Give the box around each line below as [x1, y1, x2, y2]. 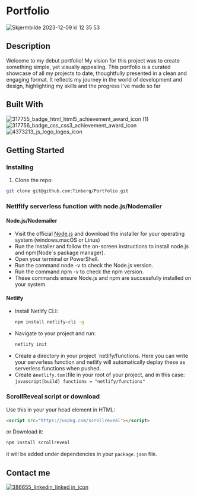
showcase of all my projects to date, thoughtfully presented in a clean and [6, 70, 187, 77]
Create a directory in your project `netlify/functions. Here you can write [14, 352, 189, 360]
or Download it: [6, 428, 43, 435]
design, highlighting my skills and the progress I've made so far [6, 82, 161, 89]
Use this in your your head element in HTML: [6, 406, 116, 413]
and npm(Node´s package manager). [14, 249, 106, 257]
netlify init [14, 341, 47, 348]
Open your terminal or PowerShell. [14, 255, 99, 263]
